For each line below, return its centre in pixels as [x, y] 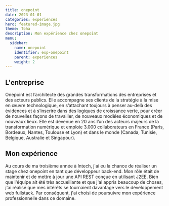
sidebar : [19, 43]
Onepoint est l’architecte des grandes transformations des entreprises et [81, 95]
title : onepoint [22, 10]
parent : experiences [36, 57]
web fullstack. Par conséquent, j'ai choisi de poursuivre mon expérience [80, 193]
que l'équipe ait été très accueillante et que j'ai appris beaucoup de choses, [84, 182]
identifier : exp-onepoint [42, 52]
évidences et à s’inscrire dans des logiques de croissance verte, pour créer [84, 111]
